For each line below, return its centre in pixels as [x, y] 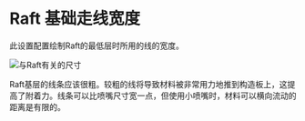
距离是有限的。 [37, 106]
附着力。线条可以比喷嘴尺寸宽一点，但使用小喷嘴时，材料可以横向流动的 [161, 96]
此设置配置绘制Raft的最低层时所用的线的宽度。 [97, 45]
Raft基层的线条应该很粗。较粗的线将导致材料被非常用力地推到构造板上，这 [149, 84]
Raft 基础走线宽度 [75, 19]
